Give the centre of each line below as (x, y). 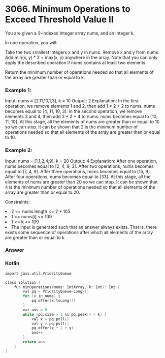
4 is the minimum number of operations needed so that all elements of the (80, 187)
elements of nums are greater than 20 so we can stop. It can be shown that (81, 182)
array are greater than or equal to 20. (43, 192)
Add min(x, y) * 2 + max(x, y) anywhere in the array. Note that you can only (81, 57)
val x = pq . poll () (50, 319)
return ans (34, 342)
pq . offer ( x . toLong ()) (54, 301)
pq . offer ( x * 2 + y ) (52, 328)
